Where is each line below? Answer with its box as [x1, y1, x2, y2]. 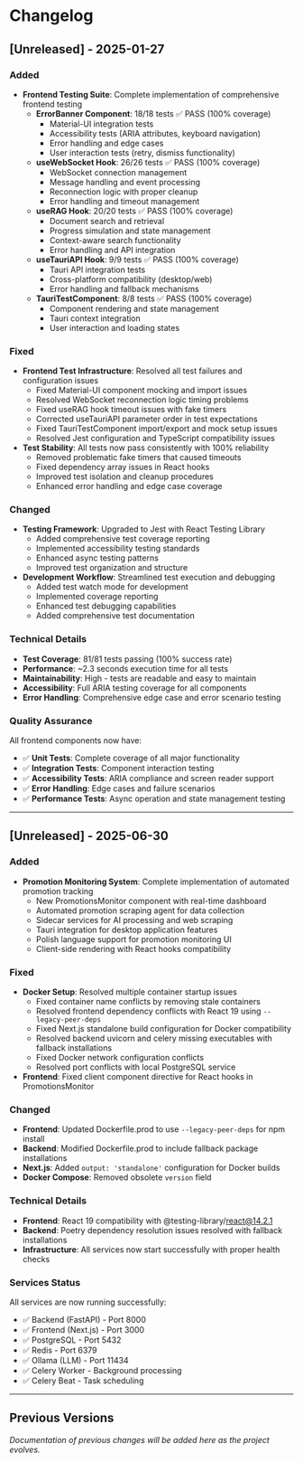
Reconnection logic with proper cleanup [49, 186, 198, 197]
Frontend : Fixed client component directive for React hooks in [22, 1071, 253, 1082]
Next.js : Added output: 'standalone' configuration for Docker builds [22, 1163, 280, 1174]
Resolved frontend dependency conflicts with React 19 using [35, 1005, 262, 1017]
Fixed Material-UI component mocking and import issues [35, 385, 248, 396]
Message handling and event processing [49, 176, 201, 187]
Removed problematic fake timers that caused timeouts [35, 452, 242, 463]
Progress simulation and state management [49, 225, 211, 236]
